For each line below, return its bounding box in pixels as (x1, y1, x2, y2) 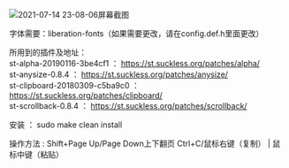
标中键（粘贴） (9, 149, 64, 159)
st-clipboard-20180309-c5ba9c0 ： (9, 80, 140, 90)
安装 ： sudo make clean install (9, 119, 123, 130)
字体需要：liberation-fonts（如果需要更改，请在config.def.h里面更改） (9, 28, 264, 39)
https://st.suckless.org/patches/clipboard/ (9, 90, 164, 101)
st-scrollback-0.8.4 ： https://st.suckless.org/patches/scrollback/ (9, 101, 247, 111)
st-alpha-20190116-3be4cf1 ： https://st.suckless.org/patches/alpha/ (9, 58, 261, 68)
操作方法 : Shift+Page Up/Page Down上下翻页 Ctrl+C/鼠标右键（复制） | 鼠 (9, 138, 281, 149)
